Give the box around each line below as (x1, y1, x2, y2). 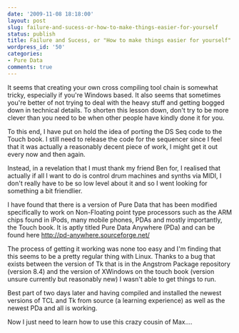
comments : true (7, 63, 53, 71)
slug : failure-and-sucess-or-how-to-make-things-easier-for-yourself (7, 24, 219, 31)
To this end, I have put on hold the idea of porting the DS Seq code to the (7, 127, 223, 135)
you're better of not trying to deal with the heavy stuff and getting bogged (7, 98, 225, 107)
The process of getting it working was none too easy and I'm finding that (7, 244, 221, 253)
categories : (7, 51, 43, 58)
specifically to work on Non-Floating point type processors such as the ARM (7, 208, 233, 216)
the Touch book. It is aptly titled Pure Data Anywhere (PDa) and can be (7, 222, 215, 232)
